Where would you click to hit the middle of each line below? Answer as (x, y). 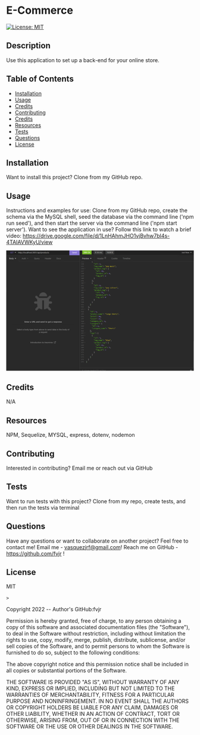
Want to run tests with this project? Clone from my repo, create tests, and (96, 501)
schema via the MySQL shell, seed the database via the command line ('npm (100, 217)
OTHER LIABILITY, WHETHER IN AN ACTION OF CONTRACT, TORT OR (93, 714)
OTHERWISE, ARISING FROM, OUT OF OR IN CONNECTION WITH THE (93, 720)
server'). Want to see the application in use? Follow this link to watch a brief (99, 229)
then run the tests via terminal (43, 507)
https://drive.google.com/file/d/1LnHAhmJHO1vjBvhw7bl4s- (96, 236)
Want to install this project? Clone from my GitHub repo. (74, 177)
